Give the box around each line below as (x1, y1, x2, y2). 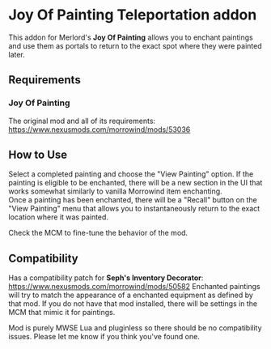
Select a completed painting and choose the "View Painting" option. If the (8, 169, 254, 179)
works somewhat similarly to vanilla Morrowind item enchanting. (8, 186, 222, 196)
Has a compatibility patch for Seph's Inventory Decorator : (8, 273, 204, 283)
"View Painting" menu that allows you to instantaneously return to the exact (8, 204, 260, 214)
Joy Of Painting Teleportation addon (8, 6, 257, 24)
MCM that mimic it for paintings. (8, 308, 116, 317)
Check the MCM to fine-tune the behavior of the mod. (8, 228, 188, 238)
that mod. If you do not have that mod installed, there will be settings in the (8, 299, 257, 309)
